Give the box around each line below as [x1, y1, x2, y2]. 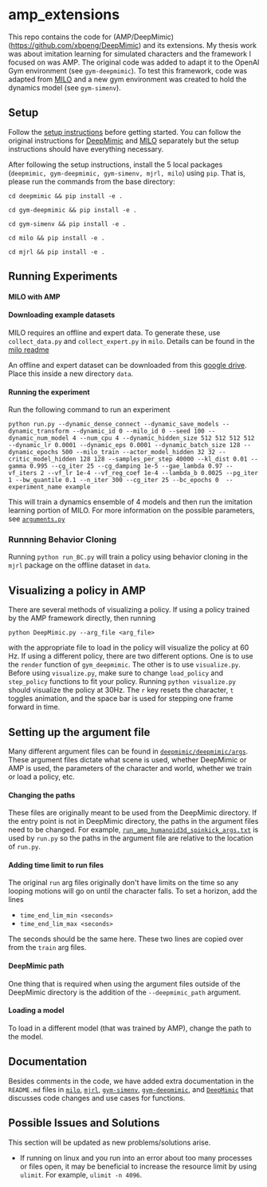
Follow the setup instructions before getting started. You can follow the [8, 127, 241, 137]
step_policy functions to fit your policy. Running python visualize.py [8, 677, 237, 686]
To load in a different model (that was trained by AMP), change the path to [8, 1023, 252, 1033]
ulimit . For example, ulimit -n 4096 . [19, 1169, 143, 1179]
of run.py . [8, 842, 41, 852]
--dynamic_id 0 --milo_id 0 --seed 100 [72, 427, 205, 436]
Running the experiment [8, 387, 90, 397]
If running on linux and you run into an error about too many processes [19, 1153, 253, 1162]
